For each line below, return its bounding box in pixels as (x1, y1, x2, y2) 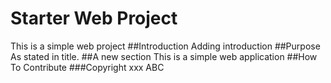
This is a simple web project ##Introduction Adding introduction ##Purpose (10, 40, 321, 52)
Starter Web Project (10, 7, 178, 30)
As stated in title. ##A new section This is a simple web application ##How (10, 50, 318, 62)
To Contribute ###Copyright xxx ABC (10, 61, 165, 73)
